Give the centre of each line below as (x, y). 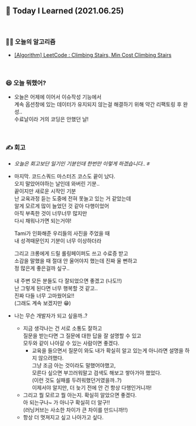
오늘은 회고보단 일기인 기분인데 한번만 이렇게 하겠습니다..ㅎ (82, 163)
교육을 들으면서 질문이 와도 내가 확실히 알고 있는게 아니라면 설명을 (108, 350)
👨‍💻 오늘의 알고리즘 (30, 42)
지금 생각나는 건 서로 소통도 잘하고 (62, 328)
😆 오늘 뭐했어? (26, 83)
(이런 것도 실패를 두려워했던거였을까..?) (77, 380)
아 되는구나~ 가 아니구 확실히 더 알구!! (66, 402)
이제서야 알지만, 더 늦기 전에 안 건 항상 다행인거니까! (92, 387)
